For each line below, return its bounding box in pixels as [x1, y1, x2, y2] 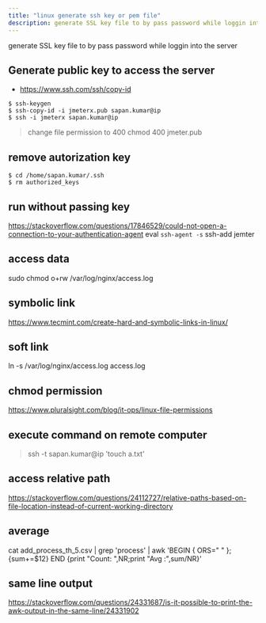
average [8, 524, 50, 538]
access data [8, 253, 70, 266]
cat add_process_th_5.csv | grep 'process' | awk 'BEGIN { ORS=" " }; [8, 545, 232, 555]
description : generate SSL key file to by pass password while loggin [8, 19, 246, 27]
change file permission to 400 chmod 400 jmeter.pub [27, 127, 203, 137]
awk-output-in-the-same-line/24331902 [8, 606, 139, 616]
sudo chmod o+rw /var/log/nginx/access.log [8, 273, 154, 283]
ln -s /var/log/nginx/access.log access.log [8, 361, 146, 370]
